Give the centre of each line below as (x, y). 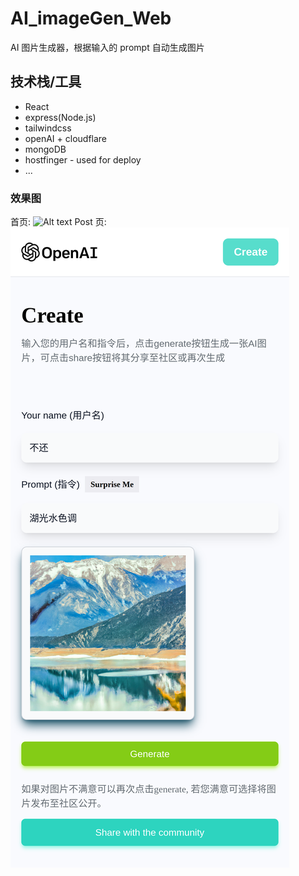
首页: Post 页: (58, 222)
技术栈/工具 (46, 82)
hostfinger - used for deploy (83, 159)
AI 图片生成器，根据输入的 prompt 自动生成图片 (107, 47)
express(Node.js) (60, 117)
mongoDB (45, 149)
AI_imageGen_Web (91, 18)
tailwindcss (48, 128)
